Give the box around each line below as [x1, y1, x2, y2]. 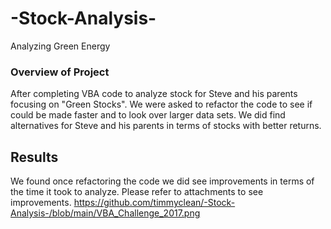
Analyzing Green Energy [10, 40, 111, 52]
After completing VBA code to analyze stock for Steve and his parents [10, 88, 298, 100]
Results [10, 148, 59, 166]
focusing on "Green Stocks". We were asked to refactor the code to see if [10, 98, 313, 111]
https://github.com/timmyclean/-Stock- [73, 197, 236, 209]
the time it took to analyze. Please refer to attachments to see [10, 186, 264, 198]
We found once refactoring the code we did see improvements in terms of [10, 175, 315, 187]
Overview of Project [10, 65, 110, 79]
